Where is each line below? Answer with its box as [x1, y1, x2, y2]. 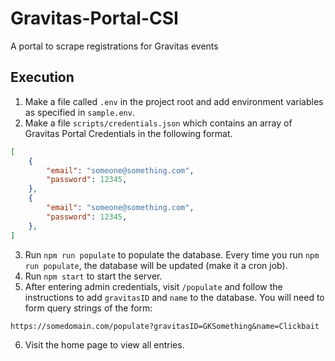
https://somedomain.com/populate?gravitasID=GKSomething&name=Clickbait [10, 321, 320, 331]
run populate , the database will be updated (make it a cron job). [24, 259, 288, 271]
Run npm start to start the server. [24, 270, 163, 282]
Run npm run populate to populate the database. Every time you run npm [24, 248, 320, 261]
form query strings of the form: [24, 302, 153, 314]
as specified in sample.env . [24, 106, 135, 118]
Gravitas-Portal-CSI [10, 7, 179, 30]
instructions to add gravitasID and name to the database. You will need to [24, 291, 325, 303]
